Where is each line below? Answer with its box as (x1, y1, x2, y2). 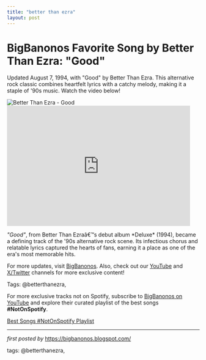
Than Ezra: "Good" (7, 54, 106, 68)
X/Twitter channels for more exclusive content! (7, 269, 125, 276)
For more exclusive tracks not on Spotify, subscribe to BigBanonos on (7, 293, 183, 300)
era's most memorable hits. (7, 251, 76, 258)
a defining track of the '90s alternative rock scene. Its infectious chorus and (7, 238, 198, 245)
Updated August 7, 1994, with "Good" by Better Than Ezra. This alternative (7, 74, 194, 81)
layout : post (7, 15, 40, 21)
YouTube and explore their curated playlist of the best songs (7, 299, 159, 306)
